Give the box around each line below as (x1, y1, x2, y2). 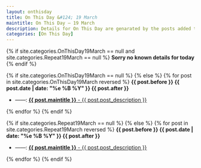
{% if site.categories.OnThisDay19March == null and (6, 47, 135, 55)
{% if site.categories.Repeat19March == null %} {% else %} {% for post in (6, 119, 188, 127)
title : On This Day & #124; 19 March (6, 14, 98, 20)
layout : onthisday (6, 8, 52, 15)
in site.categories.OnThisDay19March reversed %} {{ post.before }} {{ (6, 79, 180, 86)
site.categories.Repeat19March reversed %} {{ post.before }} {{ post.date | (6, 126, 193, 133)
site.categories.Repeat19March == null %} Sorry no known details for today (6, 54, 195, 61)
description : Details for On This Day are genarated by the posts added (6, 25, 191, 32)
